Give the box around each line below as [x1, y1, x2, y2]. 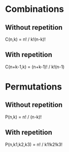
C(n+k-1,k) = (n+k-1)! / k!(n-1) [5, 63, 65, 70]
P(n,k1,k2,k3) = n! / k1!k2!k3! [5, 141, 63, 147]
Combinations [5, 3, 64, 15]
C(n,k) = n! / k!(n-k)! [5, 36, 46, 42]
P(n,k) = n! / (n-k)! [5, 114, 42, 120]
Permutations [5, 81, 62, 92]
